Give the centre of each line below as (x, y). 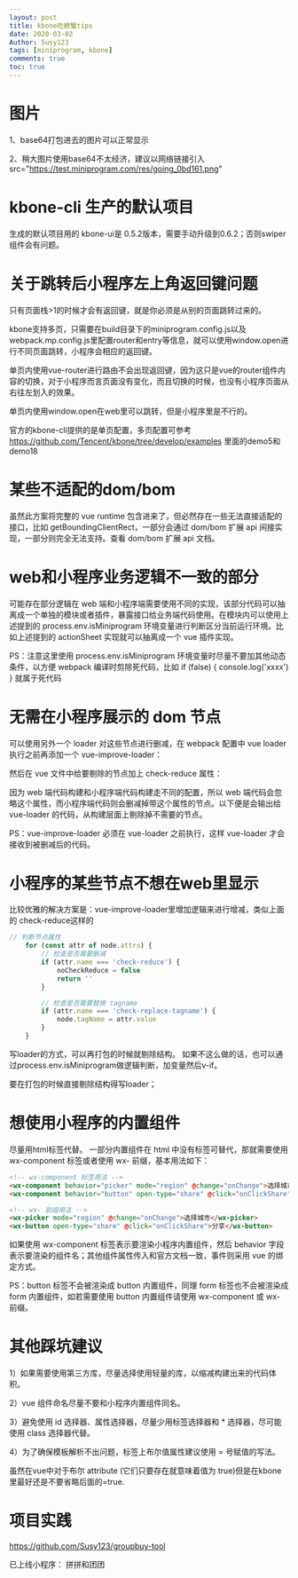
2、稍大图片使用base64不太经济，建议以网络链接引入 (107, 158)
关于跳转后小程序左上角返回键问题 (134, 284)
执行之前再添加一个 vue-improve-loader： (86, 754)
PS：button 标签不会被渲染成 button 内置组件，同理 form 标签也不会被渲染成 (149, 1286)
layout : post (33, 17)
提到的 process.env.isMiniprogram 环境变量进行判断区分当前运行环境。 (146, 626)
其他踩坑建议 (56, 1347)
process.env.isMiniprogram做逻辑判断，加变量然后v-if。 (119, 1065)
